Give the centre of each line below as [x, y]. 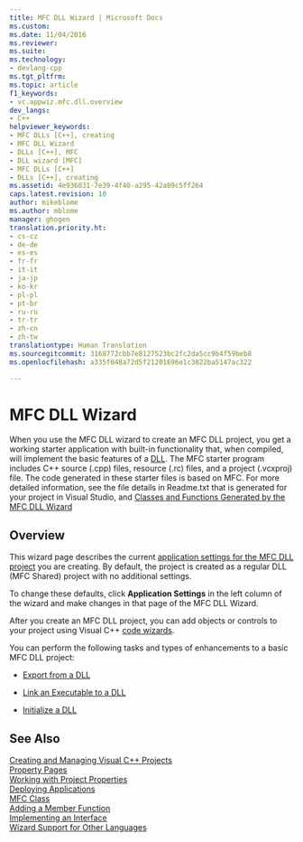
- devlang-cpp [36, 69]
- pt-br [24, 304]
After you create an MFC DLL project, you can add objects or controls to [143, 621]
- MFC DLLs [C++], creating [62, 136]
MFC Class [30, 799]
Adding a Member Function [60, 809]
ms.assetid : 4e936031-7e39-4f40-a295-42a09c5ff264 [106, 186]
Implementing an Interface [58, 818]
